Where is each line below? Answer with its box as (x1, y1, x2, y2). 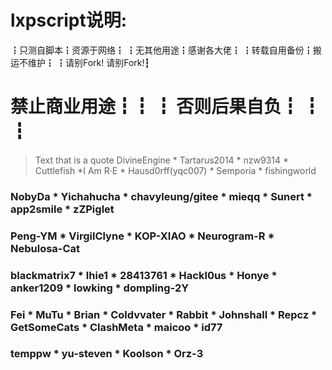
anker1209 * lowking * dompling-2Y (10, 281, 190, 295)
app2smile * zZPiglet (10, 202, 115, 216)
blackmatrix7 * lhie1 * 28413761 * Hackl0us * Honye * (10, 268, 278, 282)
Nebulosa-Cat (10, 241, 81, 255)
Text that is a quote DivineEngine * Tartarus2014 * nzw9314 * (34, 154, 290, 166)
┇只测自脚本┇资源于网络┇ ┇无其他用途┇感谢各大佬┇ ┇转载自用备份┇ (10, 44, 313, 56)
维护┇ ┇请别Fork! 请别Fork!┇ (27, 56, 150, 68)
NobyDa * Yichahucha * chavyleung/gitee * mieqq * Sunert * (10, 189, 313, 203)
